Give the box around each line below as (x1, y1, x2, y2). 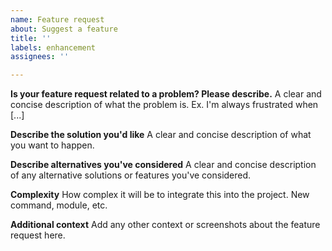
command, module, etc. (10, 199, 108, 211)
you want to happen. (10, 139, 95, 151)
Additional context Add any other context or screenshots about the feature (10, 219, 321, 231)
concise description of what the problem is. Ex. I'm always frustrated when (10, 99, 319, 111)
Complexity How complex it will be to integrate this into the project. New (10, 189, 310, 201)
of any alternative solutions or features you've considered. (10, 169, 252, 181)
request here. (10, 229, 66, 241)
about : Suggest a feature (10, 24, 118, 34)
